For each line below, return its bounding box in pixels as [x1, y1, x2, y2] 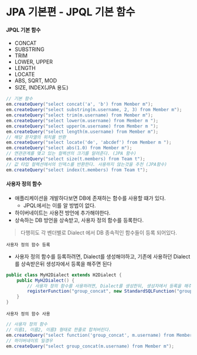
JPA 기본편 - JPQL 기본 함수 [6, 5, 135, 19]
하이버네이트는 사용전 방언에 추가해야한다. [14, 209, 111, 216]
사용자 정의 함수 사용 [6, 311, 50, 317]
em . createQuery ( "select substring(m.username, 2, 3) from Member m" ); [6, 107, 182, 113]
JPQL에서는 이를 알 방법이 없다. [23, 202, 96, 209]
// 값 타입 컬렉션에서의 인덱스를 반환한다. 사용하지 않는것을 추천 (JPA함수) [6, 161, 167, 168]
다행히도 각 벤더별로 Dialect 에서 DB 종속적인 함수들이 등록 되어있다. [20, 229, 178, 236]
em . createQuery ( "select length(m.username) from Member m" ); [6, 129, 159, 135]
